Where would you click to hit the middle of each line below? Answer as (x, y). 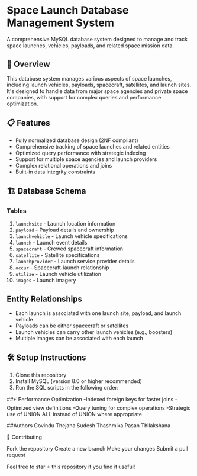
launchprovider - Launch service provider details (75, 262)
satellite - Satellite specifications (57, 255)
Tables (17, 211)
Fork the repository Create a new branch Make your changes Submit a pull (98, 448)
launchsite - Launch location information (65, 224)
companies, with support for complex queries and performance (84, 97)
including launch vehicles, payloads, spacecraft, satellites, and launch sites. (99, 85)
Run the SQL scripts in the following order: (67, 387)
